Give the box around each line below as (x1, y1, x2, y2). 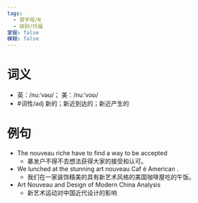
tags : (7, 10, 23, 17)
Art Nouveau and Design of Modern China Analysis (16, 180, 161, 189)
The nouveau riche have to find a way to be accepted (16, 149, 167, 157)
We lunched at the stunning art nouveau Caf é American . (16, 165, 179, 173)
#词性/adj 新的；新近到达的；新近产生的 (16, 100, 130, 108)
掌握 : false (7, 29, 39, 36)
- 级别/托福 (13, 23, 43, 29)
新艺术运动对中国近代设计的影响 (27, 189, 117, 197)
